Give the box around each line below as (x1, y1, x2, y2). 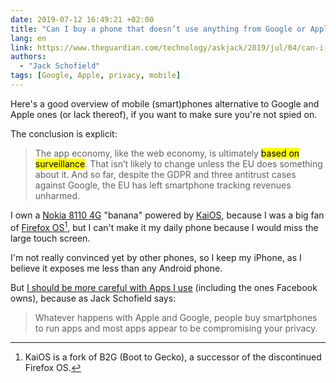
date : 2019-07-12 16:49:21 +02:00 (10, 14, 155, 25)
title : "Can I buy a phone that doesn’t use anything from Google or (10, 24, 307, 34)
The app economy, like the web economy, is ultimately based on (34, 147, 300, 159)
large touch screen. (10, 232, 91, 244)
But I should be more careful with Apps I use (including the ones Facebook (10, 281, 318, 293)
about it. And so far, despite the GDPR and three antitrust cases (34, 168, 297, 180)
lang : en (10, 33, 47, 43)
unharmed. (34, 189, 81, 201)
